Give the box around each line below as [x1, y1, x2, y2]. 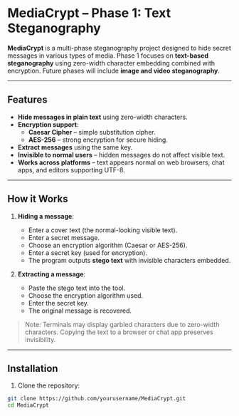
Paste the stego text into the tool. [28, 284, 126, 292]
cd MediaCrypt [7, 402, 50, 409]
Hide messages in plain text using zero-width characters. [17, 113, 188, 121]
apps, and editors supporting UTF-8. [17, 165, 126, 174]
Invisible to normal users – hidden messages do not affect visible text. [17, 150, 225, 159]
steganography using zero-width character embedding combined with [7, 58, 216, 67]
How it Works [7, 193, 68, 205]
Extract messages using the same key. [17, 142, 133, 151]
